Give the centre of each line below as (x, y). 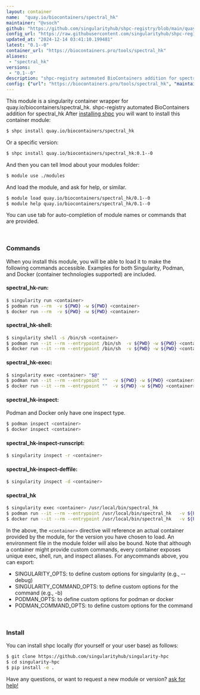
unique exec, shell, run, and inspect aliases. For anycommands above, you (97, 556)
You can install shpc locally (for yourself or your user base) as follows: (92, 645)
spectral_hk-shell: (29, 325)
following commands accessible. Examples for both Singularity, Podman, (95, 268)
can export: (20, 562)
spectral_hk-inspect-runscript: (46, 443)
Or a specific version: (32, 142)
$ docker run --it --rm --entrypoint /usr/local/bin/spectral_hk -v (96, 519)
